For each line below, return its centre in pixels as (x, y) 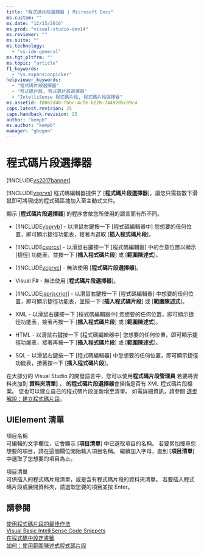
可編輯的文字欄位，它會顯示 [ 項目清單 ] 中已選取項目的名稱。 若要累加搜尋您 (101, 443)
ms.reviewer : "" (27, 35)
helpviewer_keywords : (34, 80)
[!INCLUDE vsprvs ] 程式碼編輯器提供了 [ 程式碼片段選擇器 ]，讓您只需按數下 (100, 193)
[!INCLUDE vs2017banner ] (39, 180)
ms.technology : (26, 46)
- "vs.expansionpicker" (42, 74)
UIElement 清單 (35, 420)
